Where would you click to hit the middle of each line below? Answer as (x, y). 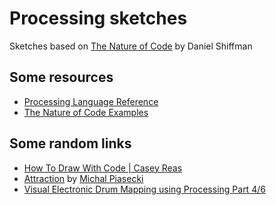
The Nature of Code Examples (86, 112)
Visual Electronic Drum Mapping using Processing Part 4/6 (144, 189)
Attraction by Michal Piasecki (83, 178)
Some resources (61, 77)
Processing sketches (98, 18)
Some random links (70, 143)
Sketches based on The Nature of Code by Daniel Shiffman (131, 46)
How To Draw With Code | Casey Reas (103, 168)
